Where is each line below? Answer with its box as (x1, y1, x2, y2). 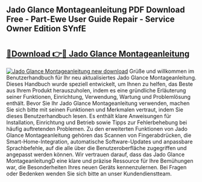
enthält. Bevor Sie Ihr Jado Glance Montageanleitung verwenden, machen (6, 99, 190, 107)
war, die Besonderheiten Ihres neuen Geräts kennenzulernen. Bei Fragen (6, 164, 187, 171)
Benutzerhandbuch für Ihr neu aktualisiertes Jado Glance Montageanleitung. (6, 74, 197, 81)
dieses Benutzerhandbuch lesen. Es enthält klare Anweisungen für (6, 113, 172, 119)
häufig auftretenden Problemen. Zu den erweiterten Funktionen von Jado (6, 125, 188, 132)
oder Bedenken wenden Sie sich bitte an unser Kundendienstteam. (6, 170, 172, 177)
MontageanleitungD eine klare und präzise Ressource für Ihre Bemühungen (6, 157, 194, 165)
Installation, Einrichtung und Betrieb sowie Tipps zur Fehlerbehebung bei (6, 119, 188, 126)
